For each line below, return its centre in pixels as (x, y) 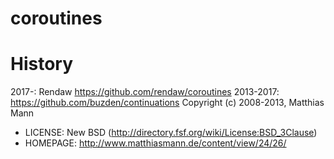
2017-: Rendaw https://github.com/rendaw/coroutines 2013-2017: (145, 92)
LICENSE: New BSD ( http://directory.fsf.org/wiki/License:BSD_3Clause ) (171, 133)
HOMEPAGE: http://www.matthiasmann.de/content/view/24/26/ (155, 143)
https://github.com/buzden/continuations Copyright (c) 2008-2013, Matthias (167, 103)
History (42, 64)
